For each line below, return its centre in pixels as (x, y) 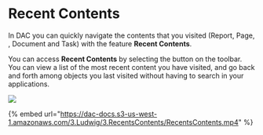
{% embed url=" (35, 114)
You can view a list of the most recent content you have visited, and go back (131, 67)
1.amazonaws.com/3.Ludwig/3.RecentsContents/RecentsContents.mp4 (123, 122)
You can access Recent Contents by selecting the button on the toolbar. (125, 59)
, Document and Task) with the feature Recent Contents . (100, 43)
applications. (29, 84)
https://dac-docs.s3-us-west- (109, 114)
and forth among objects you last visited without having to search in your (126, 75)
